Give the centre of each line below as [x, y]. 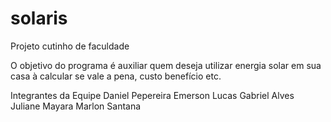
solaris [39, 18]
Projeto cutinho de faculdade [70, 46]
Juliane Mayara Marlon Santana [76, 106]
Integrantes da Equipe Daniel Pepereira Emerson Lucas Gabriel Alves [152, 95]
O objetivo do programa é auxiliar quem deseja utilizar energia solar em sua [166, 65]
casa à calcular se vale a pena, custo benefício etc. [116, 76]
